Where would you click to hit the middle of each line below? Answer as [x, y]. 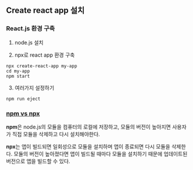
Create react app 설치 [45, 11]
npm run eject [23, 99]
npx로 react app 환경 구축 [45, 55]
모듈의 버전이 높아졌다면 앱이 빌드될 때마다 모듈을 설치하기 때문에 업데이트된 [101, 154]
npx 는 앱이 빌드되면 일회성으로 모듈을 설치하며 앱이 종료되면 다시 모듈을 [88, 146]
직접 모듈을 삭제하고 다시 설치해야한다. [56, 134]
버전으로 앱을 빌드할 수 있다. [38, 161]
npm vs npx [23, 113]
